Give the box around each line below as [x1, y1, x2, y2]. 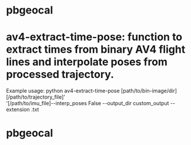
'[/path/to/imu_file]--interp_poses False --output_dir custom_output [6, 100, 169, 107]
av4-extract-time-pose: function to [6, 31, 183, 44]
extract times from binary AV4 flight [6, 43, 186, 56]
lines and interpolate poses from [6, 55, 167, 69]
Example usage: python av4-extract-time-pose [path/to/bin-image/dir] [6, 87, 177, 95]
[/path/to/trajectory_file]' [6, 93, 66, 100]
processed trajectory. [6, 68, 115, 81]
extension [6, 106, 31, 113]
